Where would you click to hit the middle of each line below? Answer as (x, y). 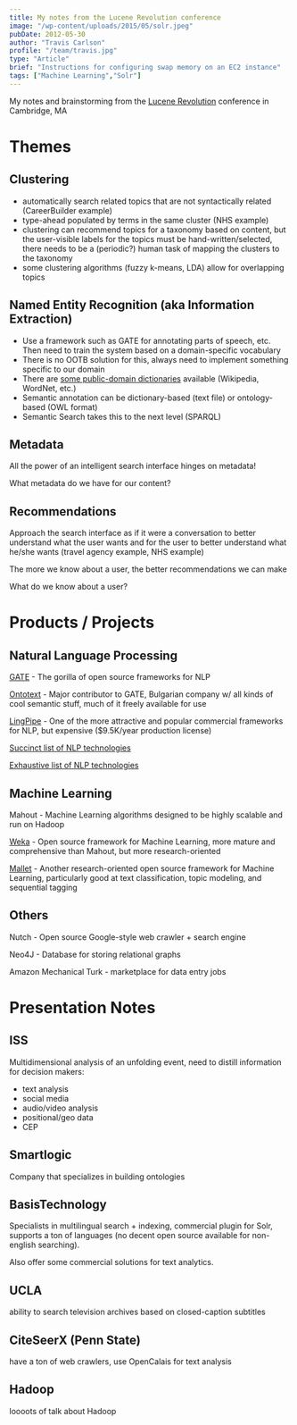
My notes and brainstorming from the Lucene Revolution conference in (139, 101)
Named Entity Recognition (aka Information (132, 305)
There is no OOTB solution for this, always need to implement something (155, 359)
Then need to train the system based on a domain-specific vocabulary (151, 350)
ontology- (255, 398)
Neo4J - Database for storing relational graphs (95, 954)
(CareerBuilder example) (67, 210)
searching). (59, 1245)
